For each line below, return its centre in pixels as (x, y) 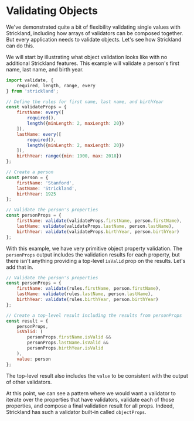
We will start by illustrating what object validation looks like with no (87, 57)
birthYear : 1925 (37, 194)
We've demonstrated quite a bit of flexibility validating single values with (93, 27)
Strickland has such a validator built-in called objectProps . (76, 412)
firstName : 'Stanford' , (46, 183)
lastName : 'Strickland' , (47, 189)
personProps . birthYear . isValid (65, 348)
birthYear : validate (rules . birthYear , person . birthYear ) (88, 300)
